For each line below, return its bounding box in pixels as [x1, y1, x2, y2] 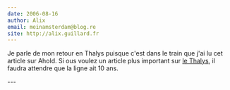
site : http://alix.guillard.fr [7, 30, 99, 37]
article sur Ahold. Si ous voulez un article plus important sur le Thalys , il [7, 57, 215, 65]
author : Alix [7, 17, 46, 24]
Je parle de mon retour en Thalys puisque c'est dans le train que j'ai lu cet [7, 49, 224, 58]
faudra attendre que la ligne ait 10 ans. [7, 64, 119, 72]
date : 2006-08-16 [7, 10, 59, 18]
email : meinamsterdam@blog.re [7, 23, 97, 30]
